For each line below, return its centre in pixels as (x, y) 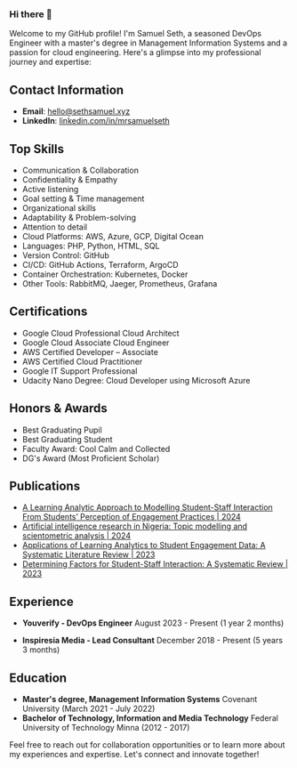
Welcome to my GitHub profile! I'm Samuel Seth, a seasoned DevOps (136, 34)
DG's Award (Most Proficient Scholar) (91, 458)
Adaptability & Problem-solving (79, 217)
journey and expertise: (50, 62)
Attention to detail (55, 227)
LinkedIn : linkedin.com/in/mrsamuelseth (96, 121)
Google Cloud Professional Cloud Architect (100, 333)
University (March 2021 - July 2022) (88, 708)
